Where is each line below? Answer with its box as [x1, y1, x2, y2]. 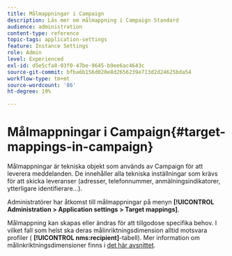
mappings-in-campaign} [7, 139, 154, 155]
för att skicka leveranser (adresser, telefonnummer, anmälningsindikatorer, [7, 177, 221, 186]
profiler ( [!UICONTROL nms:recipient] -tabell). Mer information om [7, 234, 201, 242]
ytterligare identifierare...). [7, 184, 82, 193]
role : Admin [7, 50, 42, 57]
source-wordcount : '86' [7, 82, 77, 89]
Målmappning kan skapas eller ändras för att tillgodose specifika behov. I [7, 219, 217, 227]
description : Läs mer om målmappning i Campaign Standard [7, 17, 179, 24]
